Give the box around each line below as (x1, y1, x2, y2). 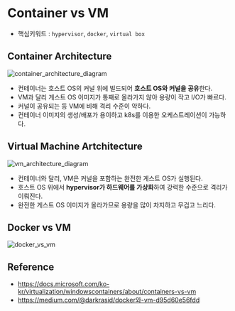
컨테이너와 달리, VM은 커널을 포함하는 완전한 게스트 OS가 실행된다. (17, 174, 204, 182)
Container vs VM (7, 5, 109, 21)
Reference (7, 261, 55, 273)
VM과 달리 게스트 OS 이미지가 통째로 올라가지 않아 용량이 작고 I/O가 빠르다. (17, 92, 227, 101)
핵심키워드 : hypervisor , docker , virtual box (17, 29, 146, 38)
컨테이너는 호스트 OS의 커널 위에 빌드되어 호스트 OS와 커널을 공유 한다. (17, 84, 213, 92)
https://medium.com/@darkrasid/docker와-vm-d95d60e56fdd (17, 296, 200, 305)
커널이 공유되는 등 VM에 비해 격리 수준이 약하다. (17, 102, 151, 110)
